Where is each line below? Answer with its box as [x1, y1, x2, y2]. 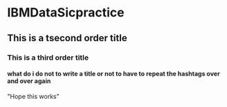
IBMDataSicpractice [7, 5, 125, 21]
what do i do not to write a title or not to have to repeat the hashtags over [7, 70, 220, 78]
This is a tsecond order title [7, 32, 127, 44]
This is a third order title [7, 53, 89, 62]
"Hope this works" [7, 92, 60, 100]
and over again [7, 77, 51, 85]
